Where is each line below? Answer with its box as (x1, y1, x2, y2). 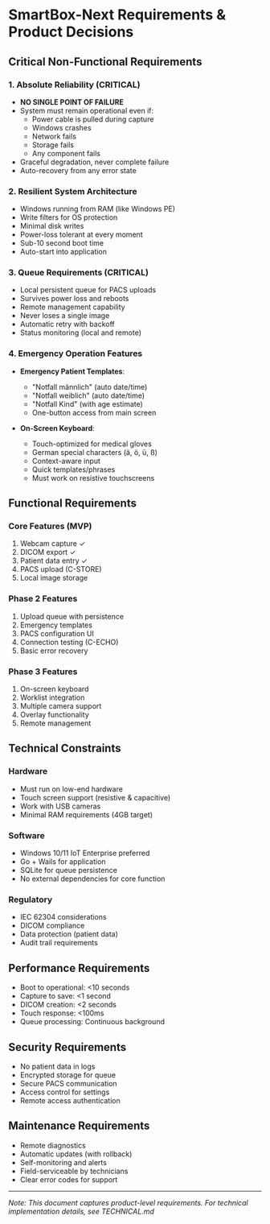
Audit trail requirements (19, 938, 98, 948)
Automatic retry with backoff (19, 320, 115, 329)
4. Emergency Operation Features (8, 348, 143, 359)
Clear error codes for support (19, 1174, 118, 1185)
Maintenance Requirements (8, 1119, 150, 1133)
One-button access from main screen (31, 407, 157, 417)
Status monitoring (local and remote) (19, 328, 142, 337)
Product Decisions (8, 23, 134, 41)
